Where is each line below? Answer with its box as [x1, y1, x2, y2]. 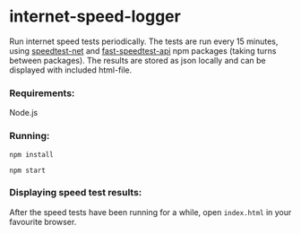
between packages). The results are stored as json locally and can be [9, 55, 266, 65]
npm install [9, 150, 54, 159]
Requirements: [9, 87, 75, 100]
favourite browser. [9, 216, 77, 227]
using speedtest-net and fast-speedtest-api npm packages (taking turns [9, 45, 277, 56]
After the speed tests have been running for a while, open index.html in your [9, 206, 292, 217]
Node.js [9, 108, 39, 118]
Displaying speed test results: [9, 186, 142, 199]
